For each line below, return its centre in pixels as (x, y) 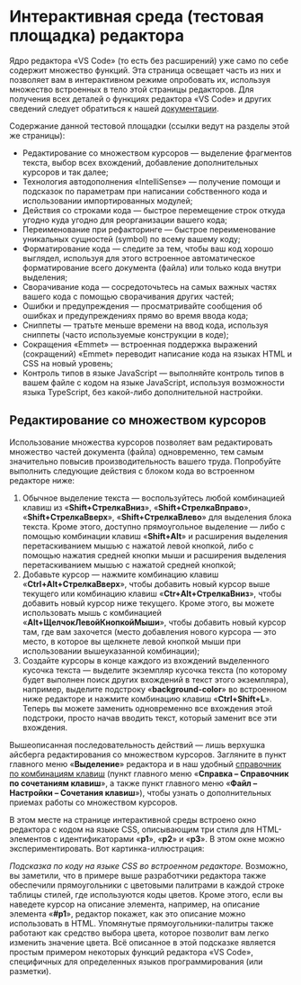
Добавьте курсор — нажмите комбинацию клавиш (120, 574)
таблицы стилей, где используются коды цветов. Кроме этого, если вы (146, 894)
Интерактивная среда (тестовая (137, 17)
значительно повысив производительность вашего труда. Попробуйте (145, 461)
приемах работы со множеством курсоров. (93, 802)
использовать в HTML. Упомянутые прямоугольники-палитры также (142, 923)
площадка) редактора (97, 36)
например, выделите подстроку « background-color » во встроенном (155, 689)
